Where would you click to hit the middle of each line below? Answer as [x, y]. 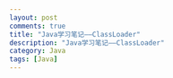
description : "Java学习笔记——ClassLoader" [87, 43]
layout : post [34, 17]
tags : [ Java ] [34, 59]
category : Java [38, 51]
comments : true [38, 26]
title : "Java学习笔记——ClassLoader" [75, 34]
